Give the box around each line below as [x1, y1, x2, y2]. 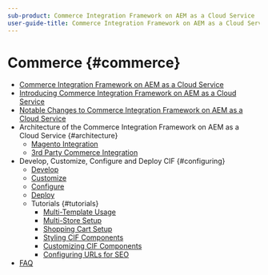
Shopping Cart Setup [42, 225, 113, 234]
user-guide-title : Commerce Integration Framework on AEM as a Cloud [7, 19, 245, 27]
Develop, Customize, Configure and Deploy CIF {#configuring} [18, 157, 226, 166]
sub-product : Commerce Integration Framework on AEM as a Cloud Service [7, 11, 255, 20]
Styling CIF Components [42, 233, 124, 242]
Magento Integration [30, 139, 98, 149]
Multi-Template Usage [42, 207, 117, 217]
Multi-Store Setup [42, 216, 102, 225]
